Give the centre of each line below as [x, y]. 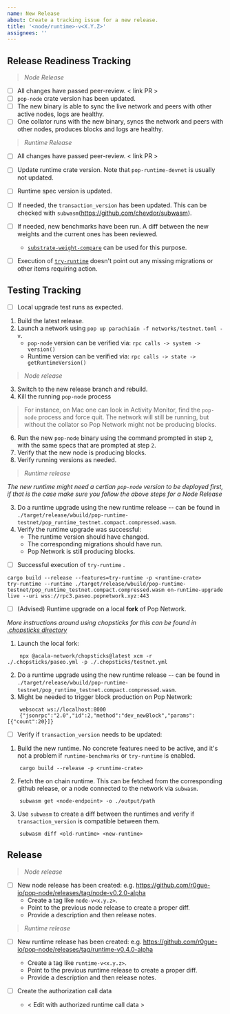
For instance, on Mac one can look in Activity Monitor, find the [112, 410]
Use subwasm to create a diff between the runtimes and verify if [106, 814]
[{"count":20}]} [30, 721]
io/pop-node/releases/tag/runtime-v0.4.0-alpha [85, 949]
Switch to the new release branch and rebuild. [82, 389]
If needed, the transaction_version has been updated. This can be [112, 205]
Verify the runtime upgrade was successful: [79, 529]
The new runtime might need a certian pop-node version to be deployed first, [115, 486]
